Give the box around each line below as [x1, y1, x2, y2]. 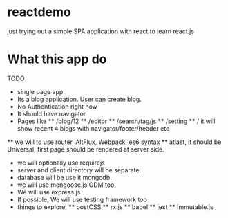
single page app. [17, 87, 66, 96]
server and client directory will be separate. [17, 165, 142, 174]
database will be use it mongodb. [17, 173, 112, 181]
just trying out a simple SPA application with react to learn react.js [7, 27, 195, 35]
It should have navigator [17, 109, 86, 118]
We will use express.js [17, 188, 81, 196]
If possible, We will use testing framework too [17, 195, 147, 203]
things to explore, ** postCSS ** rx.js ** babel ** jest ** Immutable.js [17, 202, 213, 211]
